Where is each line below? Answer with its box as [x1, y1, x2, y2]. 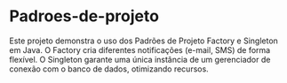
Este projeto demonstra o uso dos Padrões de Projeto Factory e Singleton [9, 35, 278, 46]
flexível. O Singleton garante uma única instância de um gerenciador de [9, 54, 271, 64]
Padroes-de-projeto [9, 6, 160, 26]
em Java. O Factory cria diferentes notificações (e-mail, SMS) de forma [9, 44, 271, 55]
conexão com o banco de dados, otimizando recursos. [9, 64, 209, 74]
